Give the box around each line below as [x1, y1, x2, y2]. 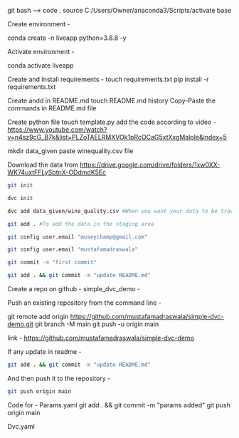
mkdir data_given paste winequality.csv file [7, 147, 134, 155]
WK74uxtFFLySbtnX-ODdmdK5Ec [7, 168, 107, 177]
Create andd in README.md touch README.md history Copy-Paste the [7, 96, 216, 105]
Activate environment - [7, 48, 75, 56]
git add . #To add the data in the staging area [7, 220, 154, 227]
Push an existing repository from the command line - [7, 298, 161, 307]
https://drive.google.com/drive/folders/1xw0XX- [79, 160, 221, 169]
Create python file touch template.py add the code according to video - [7, 118, 217, 126]
